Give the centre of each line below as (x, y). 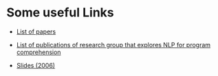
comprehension (39, 52)
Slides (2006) (36, 65)
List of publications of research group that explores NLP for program (113, 45)
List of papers (36, 31)
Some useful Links (60, 13)
